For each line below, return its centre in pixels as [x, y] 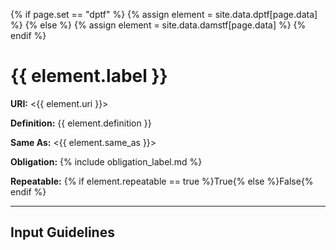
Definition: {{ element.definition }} [81, 123]
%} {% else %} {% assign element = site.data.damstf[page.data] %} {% [158, 25]
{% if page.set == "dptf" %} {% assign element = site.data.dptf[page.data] [164, 14]
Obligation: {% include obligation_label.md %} [106, 161]
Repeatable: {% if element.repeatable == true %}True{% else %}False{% [162, 181]
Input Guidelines [62, 232]
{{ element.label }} [89, 76]
